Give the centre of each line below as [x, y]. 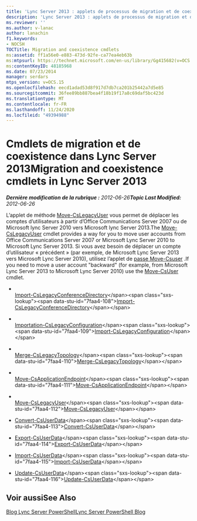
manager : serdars [27, 77]
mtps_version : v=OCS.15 [35, 83]
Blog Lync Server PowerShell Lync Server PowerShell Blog [76, 512]
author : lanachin [27, 33]
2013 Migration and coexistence [85, 169]
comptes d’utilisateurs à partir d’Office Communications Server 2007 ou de [96, 222]
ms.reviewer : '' [26, 22]
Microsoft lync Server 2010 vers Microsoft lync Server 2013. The [83, 228]
